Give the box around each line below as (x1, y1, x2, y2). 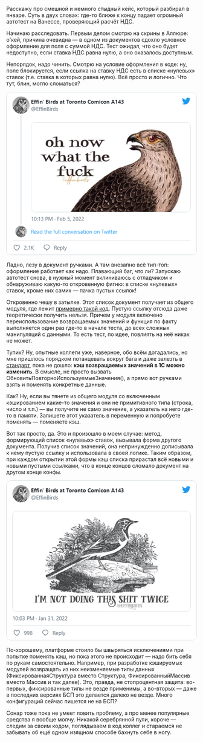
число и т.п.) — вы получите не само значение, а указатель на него (6, 405, 181, 413)
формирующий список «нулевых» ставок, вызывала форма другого (6, 436, 182, 444)
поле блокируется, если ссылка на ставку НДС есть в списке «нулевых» (6, 67, 195, 74)
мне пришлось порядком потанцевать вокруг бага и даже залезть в (6, 355, 182, 363)
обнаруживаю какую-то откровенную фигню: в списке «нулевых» (6, 280, 178, 288)
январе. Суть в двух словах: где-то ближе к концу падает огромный (6, 11, 183, 19)
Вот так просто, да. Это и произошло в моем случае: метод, (6, 430, 163, 437)
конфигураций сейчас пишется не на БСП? (6, 697, 118, 705)
